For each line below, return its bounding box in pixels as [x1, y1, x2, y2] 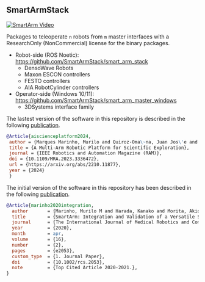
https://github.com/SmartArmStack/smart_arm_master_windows [15, 96, 177, 104]
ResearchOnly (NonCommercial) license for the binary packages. [6, 39, 170, 46]
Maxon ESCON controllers [24, 70, 90, 78]
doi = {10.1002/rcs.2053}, [12, 259, 105, 265]
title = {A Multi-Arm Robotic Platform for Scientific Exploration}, [9, 145, 190, 151]
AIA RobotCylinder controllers [24, 84, 99, 91]
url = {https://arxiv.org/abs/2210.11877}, [9, 162, 121, 168]
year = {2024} [9, 167, 45, 173]
